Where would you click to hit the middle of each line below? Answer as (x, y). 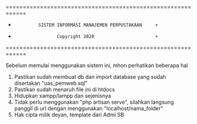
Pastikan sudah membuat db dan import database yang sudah (90, 77)
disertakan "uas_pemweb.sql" (51, 83)
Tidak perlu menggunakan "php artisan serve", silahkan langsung (94, 102)
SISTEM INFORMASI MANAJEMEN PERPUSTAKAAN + (98, 25)
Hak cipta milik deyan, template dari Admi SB (69, 115)
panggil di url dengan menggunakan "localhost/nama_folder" (89, 108)
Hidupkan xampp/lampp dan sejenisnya (62, 96)
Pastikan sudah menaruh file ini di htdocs (64, 89)
